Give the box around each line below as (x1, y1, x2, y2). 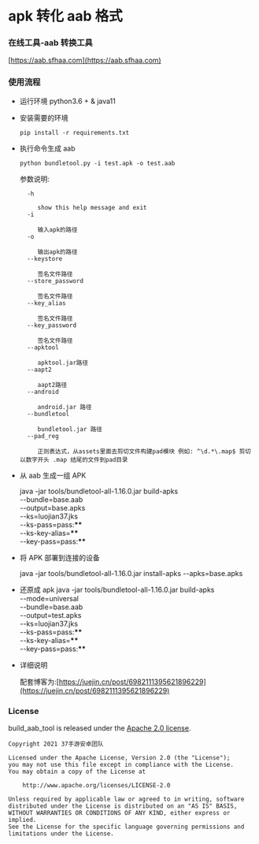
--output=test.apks (19, 610, 82, 619)
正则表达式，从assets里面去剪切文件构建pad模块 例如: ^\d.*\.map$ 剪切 (37, 447, 251, 455)
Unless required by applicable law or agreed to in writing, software (8, 795, 245, 804)
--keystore (27, 255, 63, 262)
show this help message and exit (37, 203, 147, 211)
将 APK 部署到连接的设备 (19, 552, 100, 562)
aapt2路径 (37, 381, 68, 389)
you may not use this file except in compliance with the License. (8, 761, 235, 769)
